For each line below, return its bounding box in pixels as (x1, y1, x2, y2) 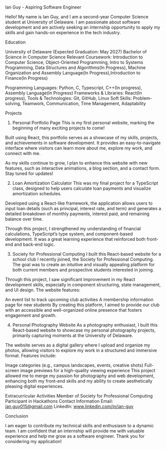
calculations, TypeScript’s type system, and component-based (5, 231, 133, 237)
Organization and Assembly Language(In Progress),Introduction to (5, 70, 141, 76)
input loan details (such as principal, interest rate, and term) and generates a (5, 206, 162, 211)
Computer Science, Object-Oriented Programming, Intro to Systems (5, 59, 144, 65)
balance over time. (5, 216, 43, 222)
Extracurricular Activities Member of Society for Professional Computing (5, 393, 153, 398)
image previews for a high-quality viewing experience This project (20, 368, 156, 373)
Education (5, 39, 26, 45)
